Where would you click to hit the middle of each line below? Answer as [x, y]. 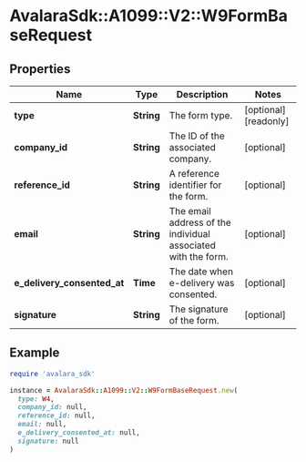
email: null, [42, 425]
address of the [200, 222]
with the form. [199, 257]
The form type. [201, 115]
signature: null [48, 441]
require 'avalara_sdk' [52, 374]
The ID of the [197, 136]
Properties [40, 69]
